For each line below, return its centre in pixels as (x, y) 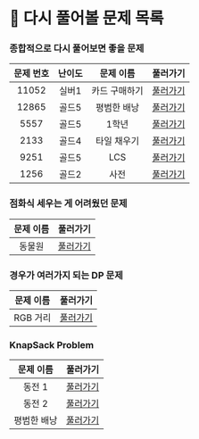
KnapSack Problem (52, 345)
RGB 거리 (33, 318)
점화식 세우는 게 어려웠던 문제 (68, 203)
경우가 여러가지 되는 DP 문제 (66, 275)
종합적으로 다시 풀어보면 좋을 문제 (77, 48)
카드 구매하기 (117, 91)
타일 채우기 (117, 141)
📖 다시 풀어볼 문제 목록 (87, 18)
